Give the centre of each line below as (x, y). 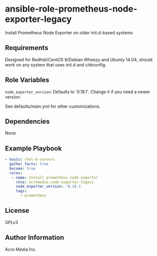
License (17, 211)
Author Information (35, 238)
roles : (16, 173)
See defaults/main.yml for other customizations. (53, 106)
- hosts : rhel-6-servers (30, 160)
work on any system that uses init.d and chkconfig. (56, 64)
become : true (22, 168)
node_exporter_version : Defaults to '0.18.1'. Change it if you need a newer (78, 92)
